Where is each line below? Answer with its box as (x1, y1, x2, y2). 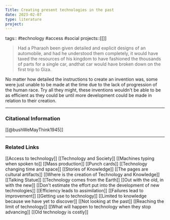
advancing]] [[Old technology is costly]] (5, 209, 89, 215)
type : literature (5, 17, 42, 22)
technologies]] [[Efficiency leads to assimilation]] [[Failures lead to (5, 187, 144, 193)
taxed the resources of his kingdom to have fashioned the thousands (17, 56, 161, 62)
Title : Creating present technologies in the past (5, 7, 114, 13)
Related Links (5, 144, 39, 151)
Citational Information (5, 115, 61, 122)
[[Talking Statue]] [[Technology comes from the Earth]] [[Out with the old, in (5, 177, 164, 183)
